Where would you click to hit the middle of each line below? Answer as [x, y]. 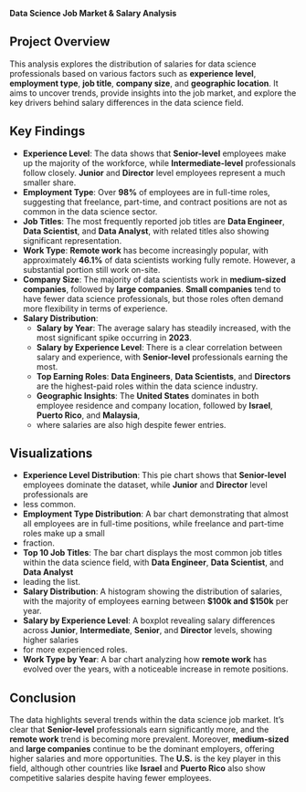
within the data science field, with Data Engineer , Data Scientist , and [153, 563]
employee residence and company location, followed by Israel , [154, 405]
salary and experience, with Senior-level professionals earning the [162, 357]
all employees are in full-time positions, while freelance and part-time [153, 524]
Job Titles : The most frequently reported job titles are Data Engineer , [153, 221]
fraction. [38, 543]
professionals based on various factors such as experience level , [133, 73]
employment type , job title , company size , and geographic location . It [144, 83]
